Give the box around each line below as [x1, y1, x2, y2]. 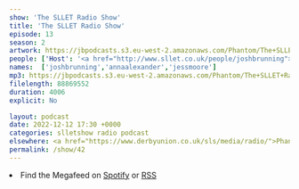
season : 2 [9, 37, 46, 47]
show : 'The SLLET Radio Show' [9, 12, 122, 22]
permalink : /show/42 [9, 145, 86, 154]
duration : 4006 [9, 87, 66, 96]
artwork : [9, 46, 42, 55]
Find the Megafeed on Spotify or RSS [20, 169, 158, 180]
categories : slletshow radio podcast [9, 128, 149, 138]
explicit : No [9, 95, 58, 105]
